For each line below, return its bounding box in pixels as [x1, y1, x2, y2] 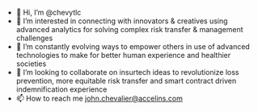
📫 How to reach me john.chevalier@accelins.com [15, 93, 184, 103]
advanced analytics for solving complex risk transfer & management [15, 25, 244, 34]
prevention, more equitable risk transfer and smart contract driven [15, 76, 237, 85]
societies [15, 59, 47, 68]
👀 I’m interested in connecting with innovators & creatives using [15, 16, 228, 26]
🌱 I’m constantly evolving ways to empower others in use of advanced [15, 42, 251, 51]
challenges [15, 33, 53, 43]
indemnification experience [15, 84, 108, 94]
